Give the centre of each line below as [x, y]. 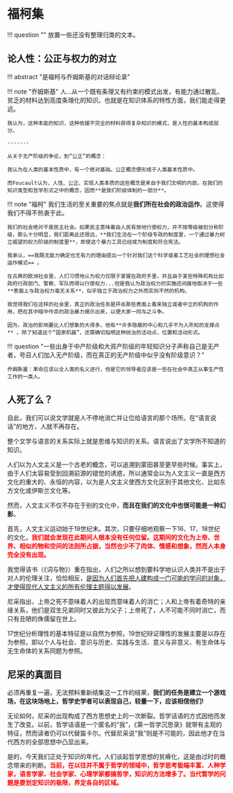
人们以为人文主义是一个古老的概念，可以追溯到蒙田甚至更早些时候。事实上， [116, 464]
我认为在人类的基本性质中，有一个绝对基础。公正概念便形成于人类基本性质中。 [103, 169]
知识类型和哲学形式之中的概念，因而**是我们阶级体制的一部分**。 [88, 190]
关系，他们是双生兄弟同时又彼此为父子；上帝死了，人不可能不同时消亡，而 [119, 610]
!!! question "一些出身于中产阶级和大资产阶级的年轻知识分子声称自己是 [107, 346]
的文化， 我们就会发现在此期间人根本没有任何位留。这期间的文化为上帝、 [110, 537]
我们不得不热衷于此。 [37, 213]
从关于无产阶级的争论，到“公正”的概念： [57, 156]
